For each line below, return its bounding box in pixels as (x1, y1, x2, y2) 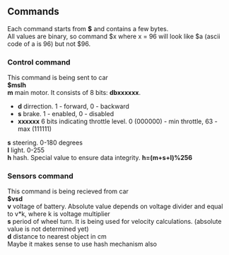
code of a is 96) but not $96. (7, 39, 90, 48)
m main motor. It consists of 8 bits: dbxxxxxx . (7, 89, 141, 97)
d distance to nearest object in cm (7, 232, 107, 241)
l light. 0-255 (7, 146, 45, 154)
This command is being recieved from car (7, 187, 129, 195)
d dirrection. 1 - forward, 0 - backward (17, 102, 129, 110)
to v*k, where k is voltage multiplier (7, 210, 111, 218)
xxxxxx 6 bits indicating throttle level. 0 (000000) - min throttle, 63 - (17, 117, 218, 126)
